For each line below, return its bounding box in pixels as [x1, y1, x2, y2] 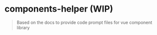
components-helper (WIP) [4, 3, 113, 15]
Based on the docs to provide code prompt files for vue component [16, 19, 153, 25]
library [16, 24, 30, 30]
